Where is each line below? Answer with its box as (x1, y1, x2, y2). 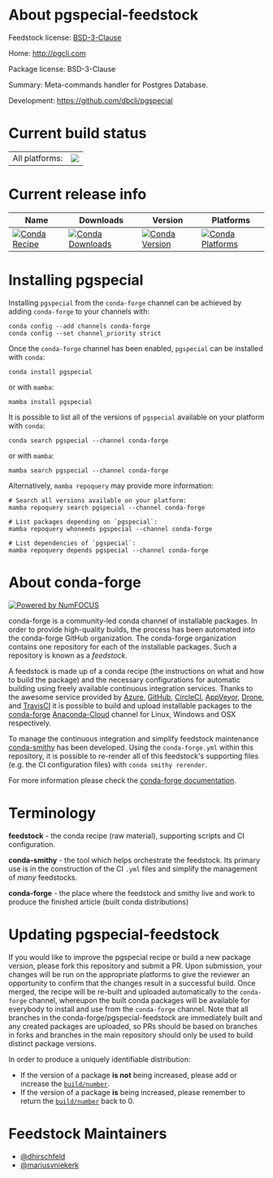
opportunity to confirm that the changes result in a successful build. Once (8, 978, 256, 988)
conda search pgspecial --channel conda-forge (8, 437, 169, 445)
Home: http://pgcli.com (8, 48, 86, 58)
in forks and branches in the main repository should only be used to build (8, 1030, 253, 1040)
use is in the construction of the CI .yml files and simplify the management (8, 863, 258, 873)
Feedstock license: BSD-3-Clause (8, 33, 122, 42)
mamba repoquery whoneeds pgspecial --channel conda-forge (8, 524, 213, 533)
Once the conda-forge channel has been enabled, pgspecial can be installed (8, 343, 263, 353)
